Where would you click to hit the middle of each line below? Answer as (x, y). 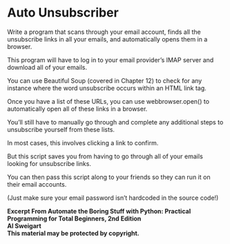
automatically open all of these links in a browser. (77, 109)
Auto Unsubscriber (63, 13)
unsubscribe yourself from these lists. (61, 129)
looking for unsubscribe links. (49, 163)
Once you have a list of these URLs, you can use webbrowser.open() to (108, 101)
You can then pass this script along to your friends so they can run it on (109, 177)
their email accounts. (37, 184)
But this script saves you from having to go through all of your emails (105, 156)
